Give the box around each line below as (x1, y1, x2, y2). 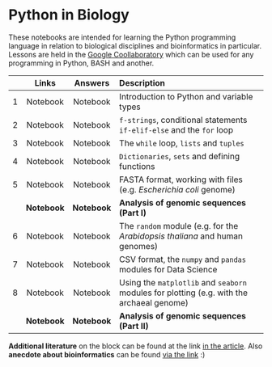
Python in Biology (8, 6, 130, 24)
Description (118, 77, 166, 88)
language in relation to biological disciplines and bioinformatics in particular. (8, 40, 261, 50)
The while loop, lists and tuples (118, 137, 244, 149)
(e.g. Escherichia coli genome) (118, 183, 236, 195)
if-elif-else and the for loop (118, 124, 233, 135)
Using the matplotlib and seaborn (118, 276, 247, 288)
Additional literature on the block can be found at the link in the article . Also (8, 341, 263, 351)
